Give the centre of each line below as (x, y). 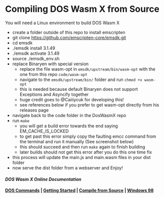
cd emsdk (22, 42)
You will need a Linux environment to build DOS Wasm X (62, 23)
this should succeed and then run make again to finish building (82, 147)
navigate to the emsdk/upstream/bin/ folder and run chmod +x (81, 79)
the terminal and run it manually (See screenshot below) (77, 141)
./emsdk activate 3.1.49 (36, 53)
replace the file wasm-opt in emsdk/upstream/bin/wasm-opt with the (87, 69)
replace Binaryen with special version (50, 64)
